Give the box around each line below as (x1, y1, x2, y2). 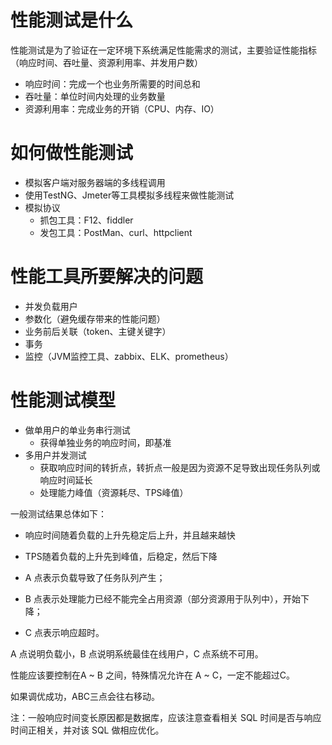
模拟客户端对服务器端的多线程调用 (24, 176, 166, 188)
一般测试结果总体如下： (10, 507, 107, 520)
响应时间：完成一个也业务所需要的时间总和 (24, 77, 201, 90)
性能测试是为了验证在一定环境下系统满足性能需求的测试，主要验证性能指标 (10, 44, 317, 56)
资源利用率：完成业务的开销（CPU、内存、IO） (24, 102, 220, 115)
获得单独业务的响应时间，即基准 (39, 436, 172, 448)
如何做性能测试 (10, 142, 134, 165)
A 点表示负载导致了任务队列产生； (24, 571, 166, 583)
